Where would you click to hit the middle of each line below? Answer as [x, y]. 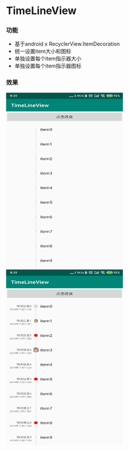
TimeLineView [41, 11]
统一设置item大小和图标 [43, 52]
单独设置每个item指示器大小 [48, 59]
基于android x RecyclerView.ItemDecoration [67, 44]
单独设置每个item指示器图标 [48, 66]
